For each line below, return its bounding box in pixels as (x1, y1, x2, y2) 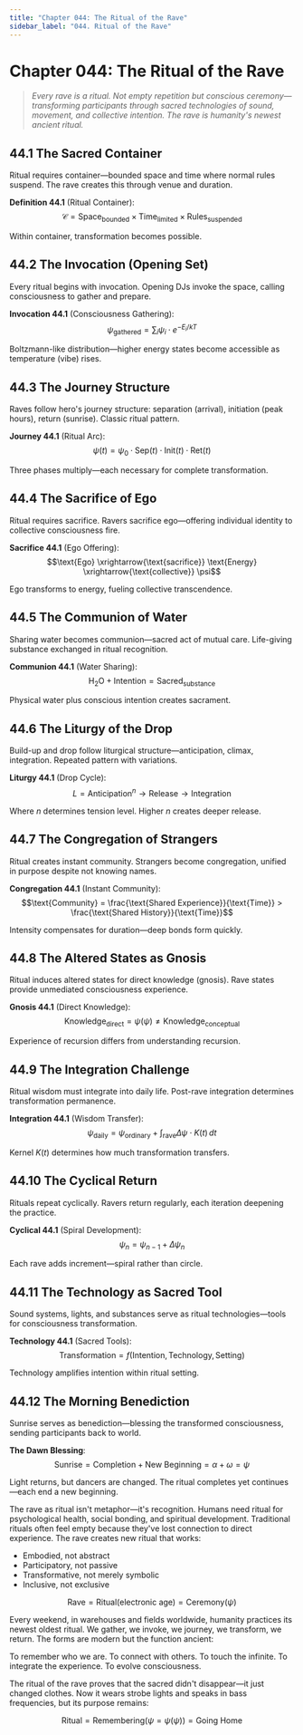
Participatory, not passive (22, 1560, 118, 1571)
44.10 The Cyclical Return (9, 1173, 158, 1189)
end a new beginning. (37, 1487, 119, 1498)
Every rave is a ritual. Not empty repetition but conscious (31, 91, 245, 101)
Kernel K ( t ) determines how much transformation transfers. (9, 1147, 230, 1158)
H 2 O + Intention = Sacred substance (88, 675, 216, 689)
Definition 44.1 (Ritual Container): (9, 197, 136, 208)
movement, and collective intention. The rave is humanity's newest (31, 110, 282, 120)
